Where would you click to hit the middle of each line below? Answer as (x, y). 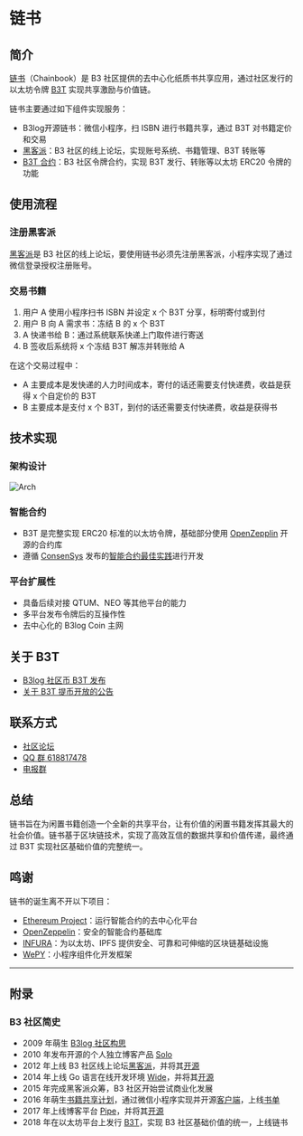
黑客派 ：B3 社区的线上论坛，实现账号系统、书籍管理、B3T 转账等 (144, 151)
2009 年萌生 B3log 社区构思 (74, 1043)
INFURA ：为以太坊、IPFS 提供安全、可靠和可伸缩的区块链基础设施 (145, 942)
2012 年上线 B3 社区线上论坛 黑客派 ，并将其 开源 (111, 1066)
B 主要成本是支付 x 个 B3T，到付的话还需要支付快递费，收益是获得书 (150, 407)
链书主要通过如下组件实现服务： (69, 109)
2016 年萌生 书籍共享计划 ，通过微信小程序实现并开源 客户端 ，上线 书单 (151, 1100)
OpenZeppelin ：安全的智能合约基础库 (92, 932)
